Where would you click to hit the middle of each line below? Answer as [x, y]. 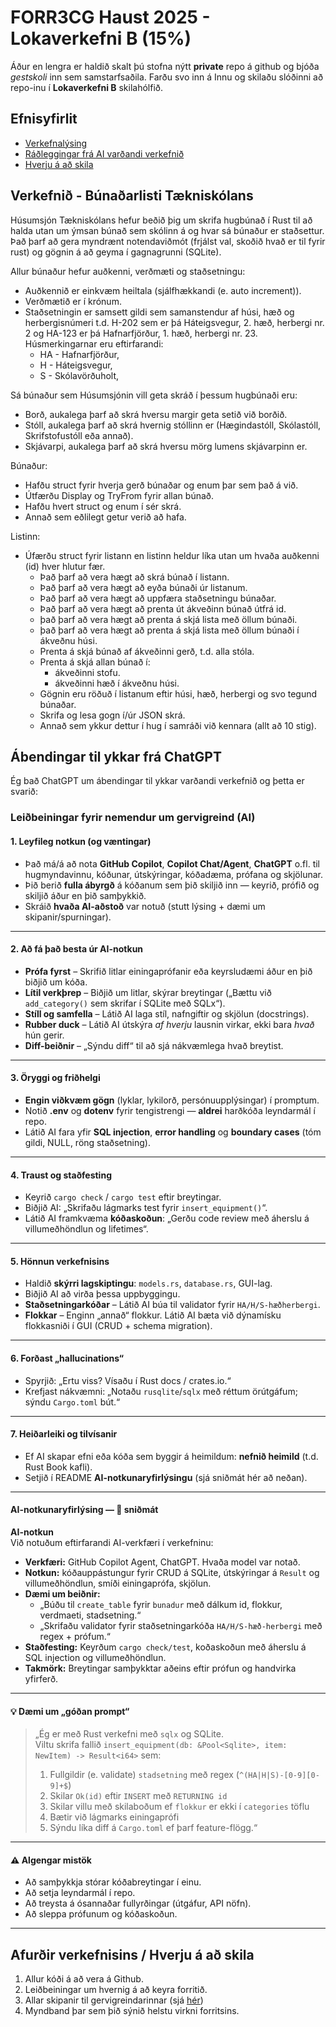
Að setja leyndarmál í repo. [80, 1893]
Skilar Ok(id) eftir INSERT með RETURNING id [138, 1796]
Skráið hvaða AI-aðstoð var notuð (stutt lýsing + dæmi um [145, 906]
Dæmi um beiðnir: [62, 1593]
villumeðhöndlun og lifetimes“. [86, 1229]
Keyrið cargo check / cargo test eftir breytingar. [123, 1197]
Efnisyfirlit [44, 119]
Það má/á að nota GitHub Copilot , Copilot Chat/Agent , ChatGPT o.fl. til [172, 863]
